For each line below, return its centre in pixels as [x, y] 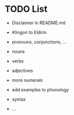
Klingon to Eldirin [29, 32]
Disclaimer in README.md [38, 23]
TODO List [26, 9]
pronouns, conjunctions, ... [39, 42]
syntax [19, 99]
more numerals [27, 80]
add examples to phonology [40, 89]
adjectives [22, 71]
